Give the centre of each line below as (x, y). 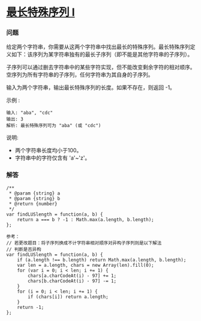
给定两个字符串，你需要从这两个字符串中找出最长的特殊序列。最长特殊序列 (98, 47)
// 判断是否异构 (24, 249)
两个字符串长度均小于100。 (48, 151)
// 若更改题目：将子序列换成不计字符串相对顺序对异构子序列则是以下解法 (84, 243)
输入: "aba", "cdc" (30, 113)
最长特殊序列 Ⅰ (40, 12)
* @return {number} (33, 204)
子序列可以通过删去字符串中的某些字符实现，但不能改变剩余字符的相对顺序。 (101, 67)
